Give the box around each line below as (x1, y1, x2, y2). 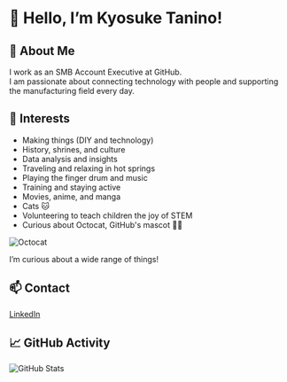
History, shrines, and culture (21, 144, 126, 154)
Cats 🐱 (21, 200, 50, 211)
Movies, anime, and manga (21, 191, 121, 202)
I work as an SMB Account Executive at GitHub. (9, 66, 182, 77)
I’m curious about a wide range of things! (9, 253, 159, 264)
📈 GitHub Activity (9, 336, 111, 351)
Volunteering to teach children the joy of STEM (21, 210, 193, 221)
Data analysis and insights (21, 153, 118, 164)
